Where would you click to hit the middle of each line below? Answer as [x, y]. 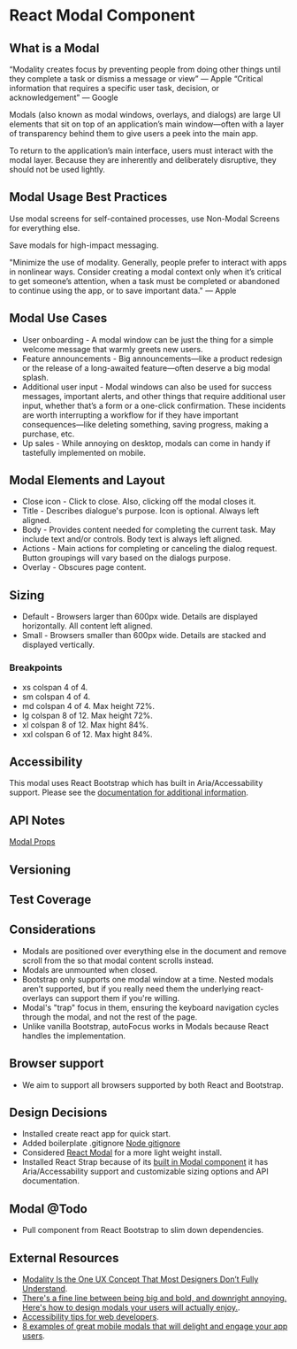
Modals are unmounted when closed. [89, 969]
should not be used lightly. [57, 170]
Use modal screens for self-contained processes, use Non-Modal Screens [145, 219]
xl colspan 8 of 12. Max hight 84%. [85, 725]
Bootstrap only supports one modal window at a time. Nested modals [148, 979]
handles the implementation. [74, 1036]
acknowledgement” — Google [64, 97]
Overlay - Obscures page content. [84, 567]
